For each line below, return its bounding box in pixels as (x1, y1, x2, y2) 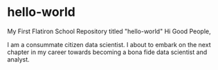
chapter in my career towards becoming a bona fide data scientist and (7, 48, 208, 56)
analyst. (7, 55, 30, 63)
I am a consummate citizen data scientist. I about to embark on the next (7, 40, 211, 49)
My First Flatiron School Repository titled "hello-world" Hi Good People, (7, 27, 211, 35)
